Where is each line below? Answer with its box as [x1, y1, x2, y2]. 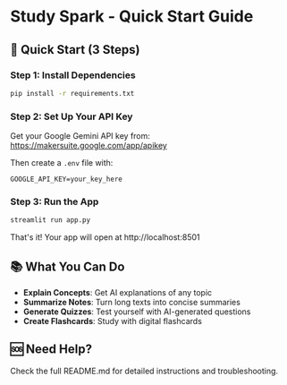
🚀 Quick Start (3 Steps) [10, 42, 140, 57]
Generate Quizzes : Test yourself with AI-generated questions [22, 306, 251, 317]
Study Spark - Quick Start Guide [10, 6, 254, 27]
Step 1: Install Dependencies [10, 69, 137, 81]
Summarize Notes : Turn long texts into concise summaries [22, 297, 241, 308]
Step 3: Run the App [10, 195, 99, 208]
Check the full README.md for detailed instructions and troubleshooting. [10, 365, 279, 376]
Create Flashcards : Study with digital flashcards [22, 316, 202, 327]
